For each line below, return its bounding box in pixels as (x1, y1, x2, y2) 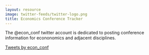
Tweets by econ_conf (5, 45, 49, 51)
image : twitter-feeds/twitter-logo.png (5, 12, 88, 17)
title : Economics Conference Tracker (5, 16, 83, 21)
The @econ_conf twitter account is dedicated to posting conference (5, 30, 145, 36)
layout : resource (5, 7, 41, 12)
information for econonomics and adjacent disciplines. (5, 35, 116, 41)
